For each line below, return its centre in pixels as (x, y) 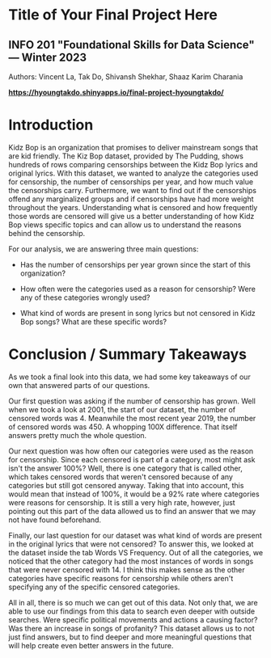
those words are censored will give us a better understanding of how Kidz (131, 216)
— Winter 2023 (48, 57)
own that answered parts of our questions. (79, 385)
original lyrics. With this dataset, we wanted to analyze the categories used (133, 173)
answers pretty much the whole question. (78, 435)
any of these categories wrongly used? (85, 297)
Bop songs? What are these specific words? (93, 322)
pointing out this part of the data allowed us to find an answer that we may (132, 511)
